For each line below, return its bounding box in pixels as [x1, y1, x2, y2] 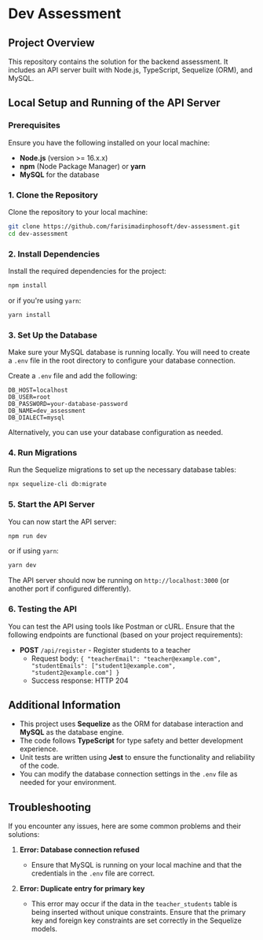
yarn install [8, 311, 51, 319]
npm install [8, 282, 47, 289]
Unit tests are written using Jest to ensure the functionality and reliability [19, 753, 255, 762]
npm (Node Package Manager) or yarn [19, 161, 147, 171]
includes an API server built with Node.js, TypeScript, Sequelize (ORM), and [8, 65, 253, 75]
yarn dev [8, 562, 37, 570]
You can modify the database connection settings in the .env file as [19, 769, 238, 779]
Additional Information [8, 698, 121, 712]
